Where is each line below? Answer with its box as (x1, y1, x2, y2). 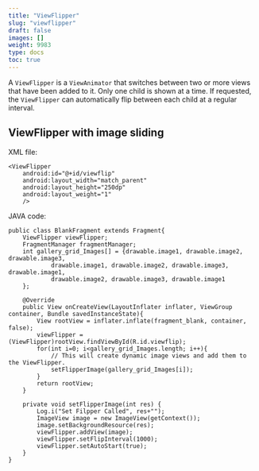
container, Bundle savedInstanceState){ (8, 310, 145, 318)
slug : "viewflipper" (8, 19, 77, 27)
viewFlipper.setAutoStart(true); (37, 442, 148, 450)
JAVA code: (8, 211, 46, 221)
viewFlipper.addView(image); (37, 428, 133, 436)
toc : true (8, 56, 41, 64)
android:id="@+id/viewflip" (22, 169, 115, 177)
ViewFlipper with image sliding (8, 126, 164, 140)
